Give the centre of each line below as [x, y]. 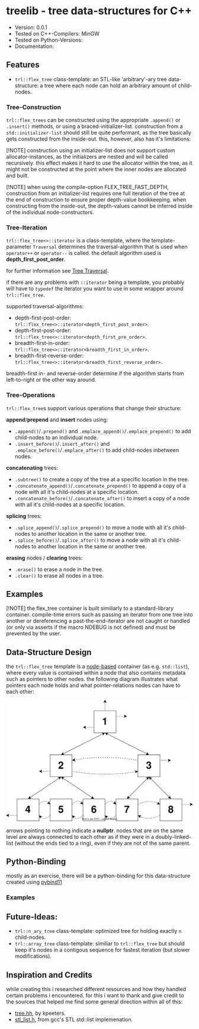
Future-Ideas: [32, 917]
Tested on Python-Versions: [49, 40]
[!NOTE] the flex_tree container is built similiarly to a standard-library [90, 608]
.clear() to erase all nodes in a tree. [59, 576]
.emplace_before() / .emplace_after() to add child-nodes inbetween [97, 450]
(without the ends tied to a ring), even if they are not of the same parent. [102, 843]
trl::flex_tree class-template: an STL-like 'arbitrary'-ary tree [91, 79]
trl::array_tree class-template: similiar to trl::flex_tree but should [99, 944]
